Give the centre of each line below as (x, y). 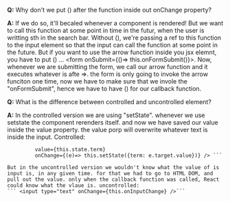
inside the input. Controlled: (46, 137)
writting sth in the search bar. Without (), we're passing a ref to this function (114, 38)
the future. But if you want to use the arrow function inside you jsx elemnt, (112, 52)
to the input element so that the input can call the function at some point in (113, 45)
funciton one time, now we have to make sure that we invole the (97, 81)
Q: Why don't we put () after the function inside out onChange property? (109, 10)
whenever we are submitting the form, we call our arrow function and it (107, 67)
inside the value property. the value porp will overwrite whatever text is (107, 130)
